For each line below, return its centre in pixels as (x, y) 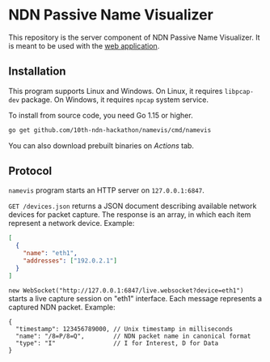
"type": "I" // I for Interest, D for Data (117, 343)
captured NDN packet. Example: (62, 307)
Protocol (30, 171)
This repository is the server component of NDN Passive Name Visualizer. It (134, 37)
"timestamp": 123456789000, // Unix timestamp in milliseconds (124, 329)
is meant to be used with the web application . (84, 45)
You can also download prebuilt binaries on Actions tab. (101, 145)
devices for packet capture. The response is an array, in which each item (130, 215)
